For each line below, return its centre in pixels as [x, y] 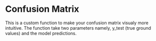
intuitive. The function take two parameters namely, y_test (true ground [78, 28]
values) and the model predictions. [41, 33]
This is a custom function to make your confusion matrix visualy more [77, 23]
